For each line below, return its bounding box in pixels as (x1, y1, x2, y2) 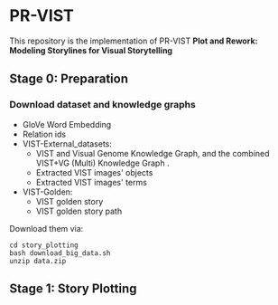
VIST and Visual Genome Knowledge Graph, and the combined (35, 148, 270, 158)
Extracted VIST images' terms (35, 176, 147, 187)
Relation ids (22, 129, 66, 139)
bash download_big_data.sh (9, 248, 111, 258)
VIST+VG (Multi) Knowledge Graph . (35, 157, 170, 168)
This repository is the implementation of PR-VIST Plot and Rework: (9, 35, 258, 46)
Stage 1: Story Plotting (9, 281, 137, 297)
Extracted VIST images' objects (35, 167, 153, 177)
